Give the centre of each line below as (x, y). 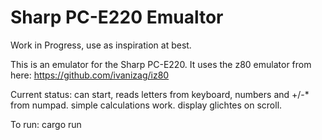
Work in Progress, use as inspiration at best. (101, 45)
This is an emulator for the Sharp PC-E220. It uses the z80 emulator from (161, 64)
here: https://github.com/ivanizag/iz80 (90, 75)
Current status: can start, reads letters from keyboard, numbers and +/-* (160, 94)
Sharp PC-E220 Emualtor (117, 17)
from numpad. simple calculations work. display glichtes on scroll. (146, 105)
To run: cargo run (46, 124)
